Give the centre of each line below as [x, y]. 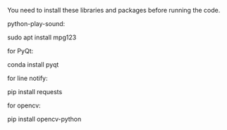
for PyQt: [20, 51]
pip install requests [35, 92]
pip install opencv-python [44, 119]
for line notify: [27, 78]
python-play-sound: [36, 24]
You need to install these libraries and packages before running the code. [114, 10]
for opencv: [24, 105]
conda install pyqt [33, 65]
